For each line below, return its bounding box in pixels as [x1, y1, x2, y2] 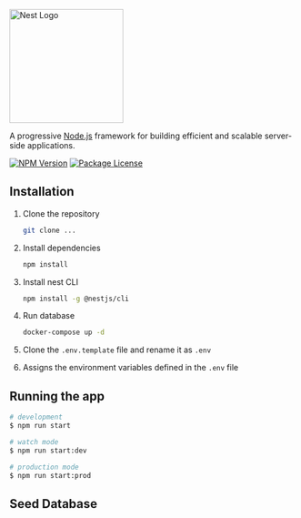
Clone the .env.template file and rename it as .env [22, 344, 212, 355]
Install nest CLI [22, 276, 79, 287]
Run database [22, 310, 75, 321]
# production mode [9, 462, 79, 472]
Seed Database [9, 496, 98, 512]
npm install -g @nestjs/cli [22, 294, 129, 303]
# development [9, 412, 64, 422]
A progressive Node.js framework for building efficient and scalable [9, 130, 263, 141]
